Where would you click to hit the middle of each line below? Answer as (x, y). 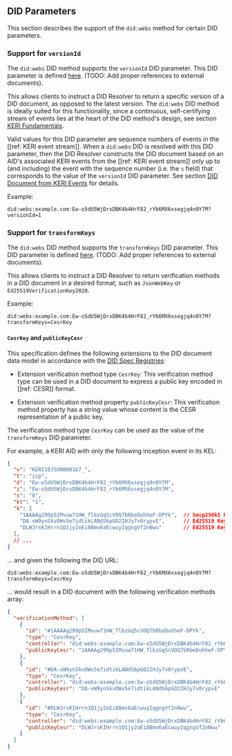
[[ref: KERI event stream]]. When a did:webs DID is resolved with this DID (110, 147)
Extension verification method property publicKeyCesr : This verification (118, 402)
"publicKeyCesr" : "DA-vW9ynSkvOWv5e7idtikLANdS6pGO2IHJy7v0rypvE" (123, 689)
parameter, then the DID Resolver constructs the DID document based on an (116, 154)
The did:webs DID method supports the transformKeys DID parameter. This (113, 247)
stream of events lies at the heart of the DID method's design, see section (112, 119)
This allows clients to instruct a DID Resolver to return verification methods (113, 276)
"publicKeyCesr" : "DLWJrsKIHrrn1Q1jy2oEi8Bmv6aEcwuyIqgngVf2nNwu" (123, 727)
